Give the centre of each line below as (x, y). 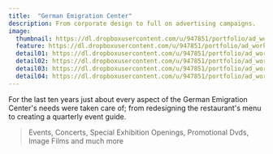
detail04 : (32, 76)
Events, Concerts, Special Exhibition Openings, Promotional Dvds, (139, 132)
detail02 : (32, 62)
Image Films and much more (76, 141)
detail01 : (32, 53)
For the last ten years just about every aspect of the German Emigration (128, 99)
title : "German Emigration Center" (70, 16)
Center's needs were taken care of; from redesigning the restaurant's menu (135, 108)
